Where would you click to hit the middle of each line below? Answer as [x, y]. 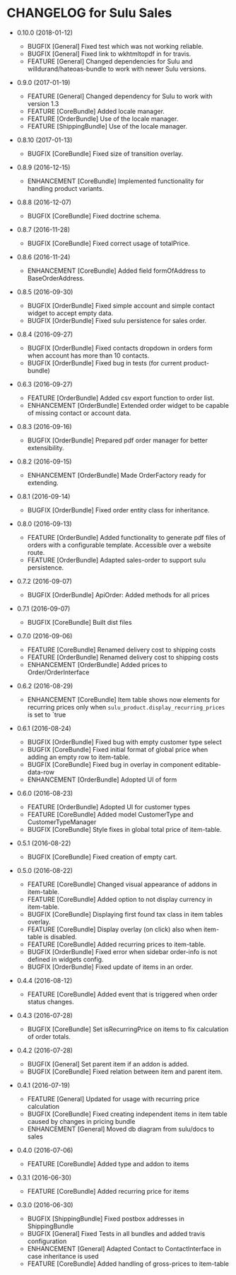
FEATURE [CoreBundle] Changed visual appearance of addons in [122, 884]
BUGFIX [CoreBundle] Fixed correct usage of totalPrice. [108, 243]
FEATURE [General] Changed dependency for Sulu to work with [120, 96]
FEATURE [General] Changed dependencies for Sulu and [110, 61]
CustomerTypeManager [62, 822]
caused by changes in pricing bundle [81, 1121]
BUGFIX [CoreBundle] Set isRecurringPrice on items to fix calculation [128, 1029]
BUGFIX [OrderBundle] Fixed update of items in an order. [110, 967]
